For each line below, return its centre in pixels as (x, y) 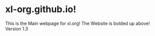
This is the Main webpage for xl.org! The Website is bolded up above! (78, 23)
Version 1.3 (17, 28)
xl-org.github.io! (41, 9)
